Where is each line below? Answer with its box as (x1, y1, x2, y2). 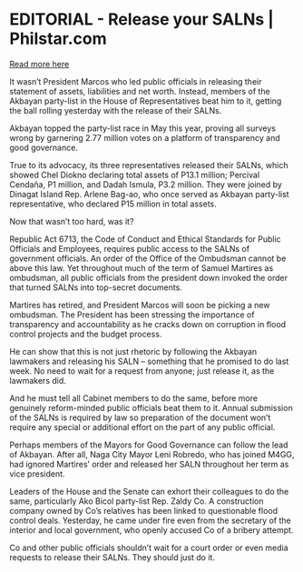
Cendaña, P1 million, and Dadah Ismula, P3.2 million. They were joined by (9, 178, 283, 190)
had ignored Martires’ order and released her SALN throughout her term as (9, 458, 289, 469)
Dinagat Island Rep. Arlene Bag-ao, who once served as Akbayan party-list (9, 188, 289, 199)
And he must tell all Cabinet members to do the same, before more (9, 392, 259, 404)
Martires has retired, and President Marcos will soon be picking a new (9, 299, 270, 310)
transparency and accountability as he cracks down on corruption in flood (9, 318, 287, 329)
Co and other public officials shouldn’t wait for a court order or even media (9, 542, 288, 553)
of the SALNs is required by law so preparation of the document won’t (9, 412, 271, 423)
